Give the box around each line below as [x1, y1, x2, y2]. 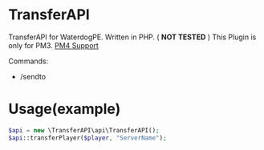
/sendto [19, 71, 47, 81]
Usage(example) [8, 100, 121, 118]
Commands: [8, 56, 49, 66]
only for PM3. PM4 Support [8, 40, 99, 50]
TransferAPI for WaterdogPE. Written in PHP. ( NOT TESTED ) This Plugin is [8, 32, 257, 42]
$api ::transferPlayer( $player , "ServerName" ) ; [8, 134, 167, 142]
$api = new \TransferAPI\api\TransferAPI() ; [8, 126, 160, 134]
